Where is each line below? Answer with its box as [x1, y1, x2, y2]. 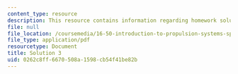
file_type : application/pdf [7, 37, 91, 44]
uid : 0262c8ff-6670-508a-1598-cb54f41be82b [7, 56, 138, 63]
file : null [7, 23, 40, 30]
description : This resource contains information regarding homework [7, 17, 217, 24]
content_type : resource [7, 10, 78, 18]
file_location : [7, 30, 52, 37]
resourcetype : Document [7, 43, 78, 50]
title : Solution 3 [7, 50, 62, 57]
